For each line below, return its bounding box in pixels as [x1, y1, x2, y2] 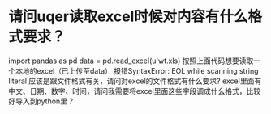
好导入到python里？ [8, 96, 75, 106]
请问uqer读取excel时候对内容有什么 [8, 7, 248, 26]
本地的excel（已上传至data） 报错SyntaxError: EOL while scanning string [15, 65, 259, 75]
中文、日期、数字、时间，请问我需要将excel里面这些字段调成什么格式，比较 [8, 86, 261, 95]
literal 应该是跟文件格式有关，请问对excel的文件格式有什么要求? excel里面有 [8, 76, 262, 86]
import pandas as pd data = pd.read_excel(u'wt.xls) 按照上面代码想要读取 [8, 56, 254, 65]
